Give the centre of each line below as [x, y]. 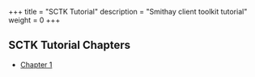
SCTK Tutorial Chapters [70, 45]
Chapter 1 [36, 64]
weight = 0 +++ [34, 20]
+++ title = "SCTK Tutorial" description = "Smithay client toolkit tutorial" [128, 12]
